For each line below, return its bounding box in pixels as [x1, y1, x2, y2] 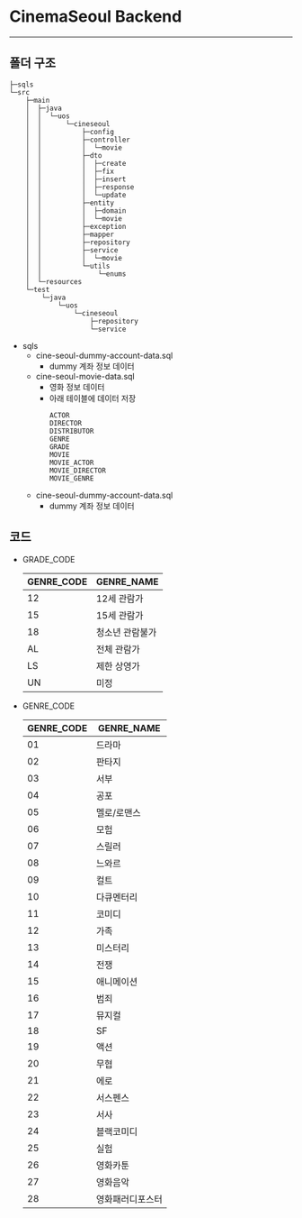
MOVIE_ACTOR [49, 458, 94, 467]
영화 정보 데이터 [49, 381, 105, 392]
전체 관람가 [95, 643, 141, 655]
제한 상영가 [95, 660, 141, 673]
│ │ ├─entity [25, 198, 115, 207]
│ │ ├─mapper [25, 230, 115, 239]
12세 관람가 [95, 592, 144, 605]
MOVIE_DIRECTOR [49, 466, 106, 475]
